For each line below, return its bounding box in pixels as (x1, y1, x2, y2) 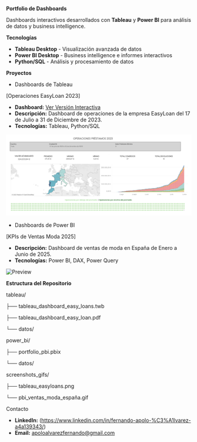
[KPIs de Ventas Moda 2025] (6, 233, 76, 240)
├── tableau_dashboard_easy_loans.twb (6, 302, 105, 309)
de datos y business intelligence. (6, 23, 86, 29)
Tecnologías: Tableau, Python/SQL (14, 123, 100, 129)
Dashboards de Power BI (14, 221, 75, 229)
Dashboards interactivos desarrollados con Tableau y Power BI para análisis (6, 17, 191, 23)
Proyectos (6, 70, 32, 76)
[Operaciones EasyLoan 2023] (6, 93, 81, 99)
